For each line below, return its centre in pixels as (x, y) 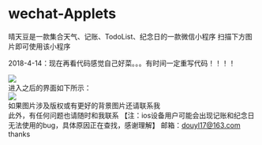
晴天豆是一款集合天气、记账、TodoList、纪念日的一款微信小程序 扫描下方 (127, 36)
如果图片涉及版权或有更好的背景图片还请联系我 (84, 105)
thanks (19, 134)
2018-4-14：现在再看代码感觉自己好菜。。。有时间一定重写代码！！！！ (122, 63)
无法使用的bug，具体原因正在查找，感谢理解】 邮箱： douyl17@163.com (124, 125)
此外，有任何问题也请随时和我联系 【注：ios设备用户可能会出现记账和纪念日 (131, 115)
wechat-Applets (62, 14)
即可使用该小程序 (43, 46)
